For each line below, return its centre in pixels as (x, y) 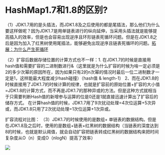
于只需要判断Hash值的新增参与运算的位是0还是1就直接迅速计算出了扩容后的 (82, 96)
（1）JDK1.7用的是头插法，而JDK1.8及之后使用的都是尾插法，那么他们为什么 (82, 25)
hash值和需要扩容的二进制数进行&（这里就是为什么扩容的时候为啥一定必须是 (82, 66)
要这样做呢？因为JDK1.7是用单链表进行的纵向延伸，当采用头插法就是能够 (79, 31)
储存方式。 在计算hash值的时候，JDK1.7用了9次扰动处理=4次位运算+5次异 (81, 103)
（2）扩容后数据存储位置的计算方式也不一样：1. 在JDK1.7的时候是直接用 (78, 60)
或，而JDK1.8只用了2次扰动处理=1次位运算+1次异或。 (59, 109)
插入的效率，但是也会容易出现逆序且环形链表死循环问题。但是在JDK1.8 (81, 37)
